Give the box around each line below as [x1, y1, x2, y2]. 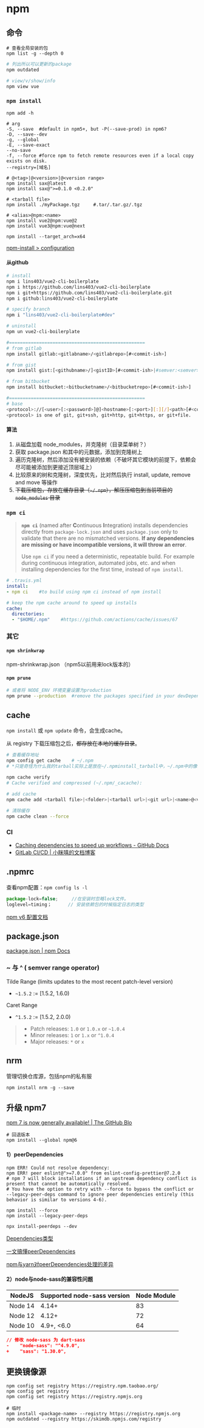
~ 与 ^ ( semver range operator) [6, 964, 100, 972]
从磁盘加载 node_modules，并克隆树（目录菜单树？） [15, 440, 150, 448]
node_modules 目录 [15, 494, 61, 501]
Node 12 [9, 1311, 35, 1320]
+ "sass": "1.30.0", [6, 1348, 67, 1354]
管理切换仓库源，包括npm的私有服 [6, 1072, 92, 1080]
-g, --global [6, 136, 39, 143]
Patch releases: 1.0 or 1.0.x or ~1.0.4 [30, 1025, 126, 1032]
